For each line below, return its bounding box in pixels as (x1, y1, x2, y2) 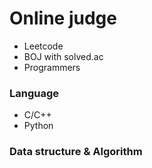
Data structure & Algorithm (9, 145, 143, 159)
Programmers (23, 61, 81, 73)
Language (9, 86, 60, 100)
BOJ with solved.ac (23, 50, 104, 62)
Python (23, 120, 54, 132)
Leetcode (23, 40, 64, 52)
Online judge (9, 7, 117, 30)
